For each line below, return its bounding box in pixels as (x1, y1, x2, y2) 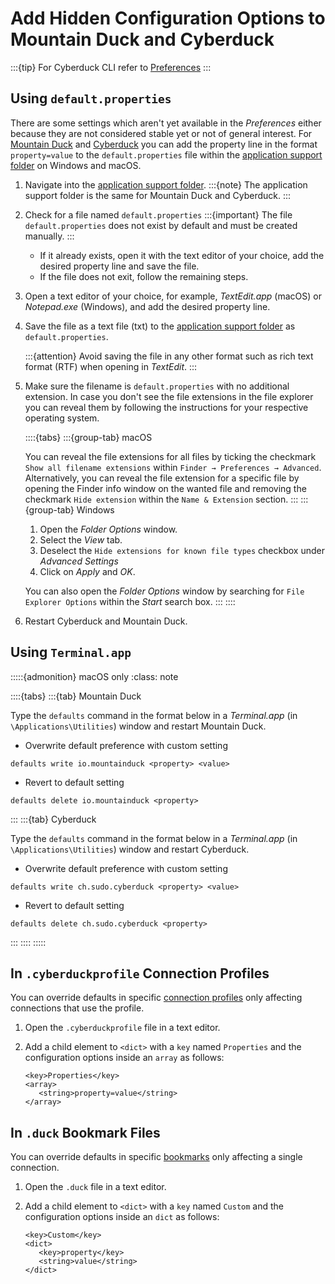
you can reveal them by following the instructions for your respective (24, 401, 309, 413)
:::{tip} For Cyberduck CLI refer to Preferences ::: (10, 61, 212, 73)
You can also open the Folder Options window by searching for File (24, 585, 305, 597)
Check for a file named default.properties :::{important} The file (24, 208, 293, 221)
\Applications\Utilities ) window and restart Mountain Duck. (10, 720, 267, 732)
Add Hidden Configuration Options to (10, 7, 326, 30)
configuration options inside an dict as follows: (24, 1211, 220, 1223)
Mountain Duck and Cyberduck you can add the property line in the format (10, 138, 318, 150)
